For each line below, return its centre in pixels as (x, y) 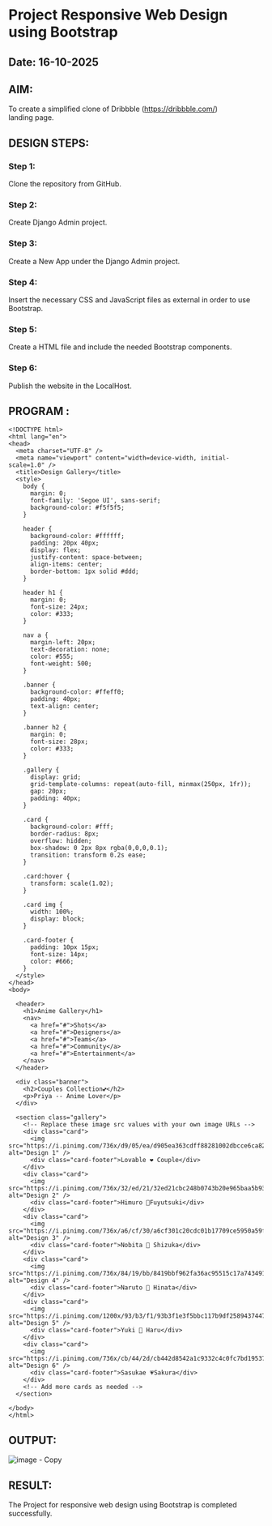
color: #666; (52, 962)
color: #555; (52, 657)
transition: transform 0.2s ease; (88, 855)
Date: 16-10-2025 (54, 62)
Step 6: (23, 368)
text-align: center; (64, 707)
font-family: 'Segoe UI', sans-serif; (95, 501)
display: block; (57, 919)
